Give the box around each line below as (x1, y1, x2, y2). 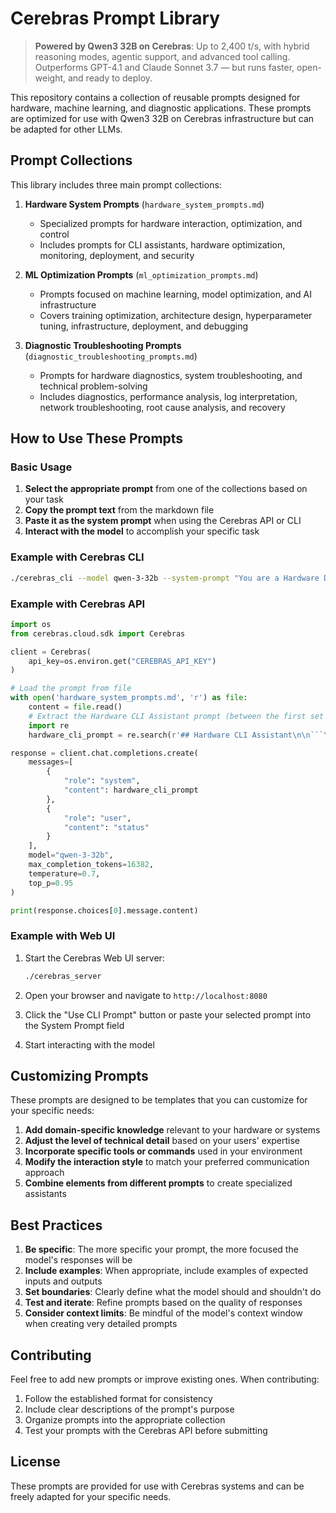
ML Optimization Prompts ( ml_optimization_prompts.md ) (24, 268, 259, 281)
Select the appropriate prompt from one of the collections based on (24, 483, 308, 495)
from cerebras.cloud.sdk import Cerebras (10, 628, 186, 639)
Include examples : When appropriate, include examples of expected (24, 1265, 309, 1277)
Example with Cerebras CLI (10, 550, 145, 564)
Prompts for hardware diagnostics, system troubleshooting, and (39, 369, 303, 381)
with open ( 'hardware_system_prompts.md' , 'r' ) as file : (10, 693, 248, 703)
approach (24, 1167, 65, 1179)
